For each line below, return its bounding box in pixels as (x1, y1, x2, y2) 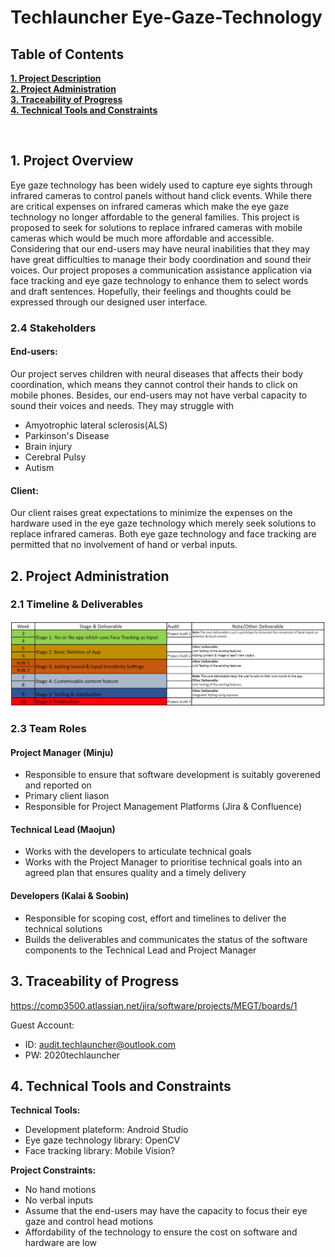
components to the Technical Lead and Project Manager (24, 944, 257, 956)
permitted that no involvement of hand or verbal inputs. (10, 539, 238, 551)
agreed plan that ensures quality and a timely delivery (24, 867, 247, 879)
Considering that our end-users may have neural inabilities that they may (10, 242, 310, 255)
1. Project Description (10, 72, 102, 84)
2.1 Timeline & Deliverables (10, 597, 144, 611)
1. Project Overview (10, 152, 134, 170)
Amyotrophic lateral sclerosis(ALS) (24, 419, 168, 431)
